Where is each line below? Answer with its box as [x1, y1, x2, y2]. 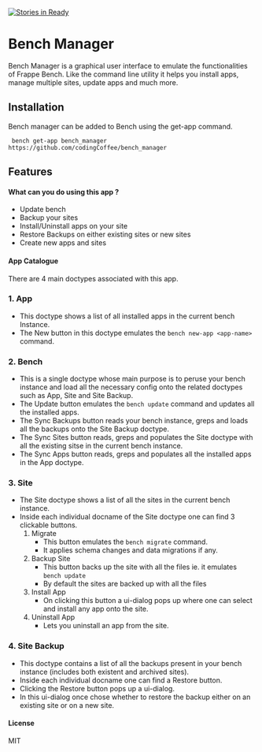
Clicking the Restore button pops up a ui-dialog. [19, 683, 175, 693]
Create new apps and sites [19, 238, 107, 248]
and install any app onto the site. [42, 604, 149, 614]
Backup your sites [19, 213, 79, 222]
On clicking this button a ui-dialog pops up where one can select [42, 596, 253, 605]
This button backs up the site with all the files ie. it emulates [42, 562, 238, 571]
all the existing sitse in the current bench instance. [19, 441, 183, 451]
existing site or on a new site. [19, 700, 115, 709]
